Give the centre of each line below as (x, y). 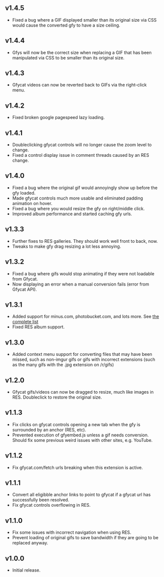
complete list (25, 322)
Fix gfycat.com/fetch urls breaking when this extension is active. (78, 467)
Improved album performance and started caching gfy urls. (72, 214)
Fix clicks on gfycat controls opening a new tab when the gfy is (76, 424)
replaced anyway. (30, 543)
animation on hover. (32, 203)
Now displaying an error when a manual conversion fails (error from (81, 284)
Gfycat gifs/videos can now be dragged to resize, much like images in (83, 392)
